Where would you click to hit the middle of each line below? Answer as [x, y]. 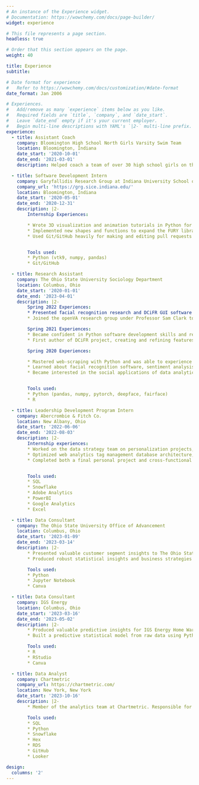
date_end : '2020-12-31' [46, 204]
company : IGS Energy [42, 602]
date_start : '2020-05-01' [49, 198]
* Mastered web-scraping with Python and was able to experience [110, 362]
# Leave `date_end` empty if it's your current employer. [82, 121]
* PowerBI [39, 498]
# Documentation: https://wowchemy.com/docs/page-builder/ [81, 17]
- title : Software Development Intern [60, 176]
